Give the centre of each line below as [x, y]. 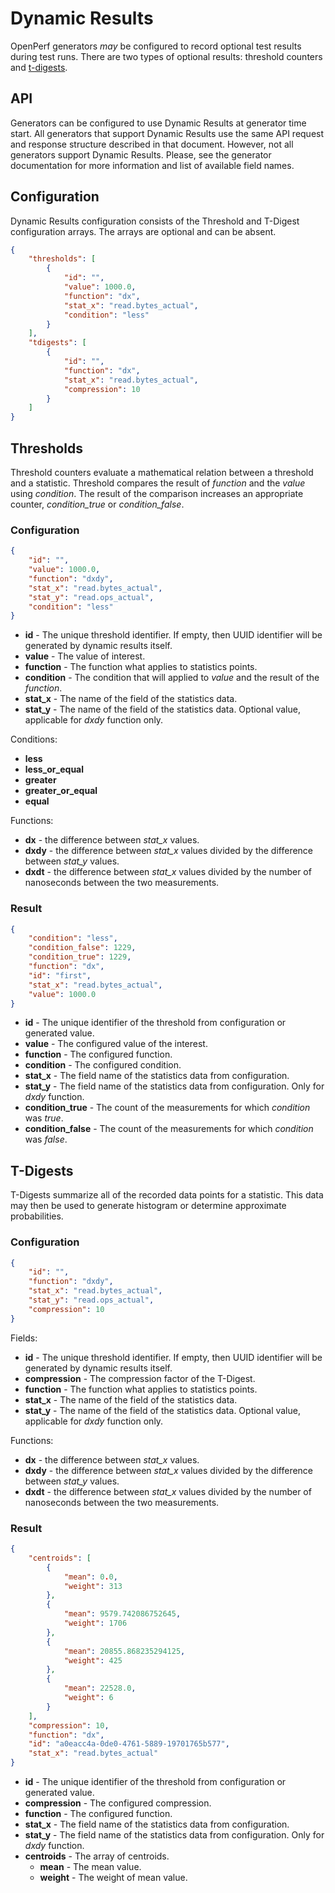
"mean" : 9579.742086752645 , [122, 1614]
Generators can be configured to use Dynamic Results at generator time [158, 123]
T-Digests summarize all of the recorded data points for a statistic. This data [167, 1195]
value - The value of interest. [85, 656]
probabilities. [37, 1216]
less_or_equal [54, 769]
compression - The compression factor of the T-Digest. [140, 1378]
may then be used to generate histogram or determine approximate [148, 1206]
